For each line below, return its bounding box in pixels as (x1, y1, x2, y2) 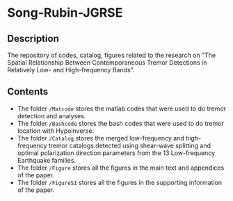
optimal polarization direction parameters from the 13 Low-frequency (17, 148, 216, 157)
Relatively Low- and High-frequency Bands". (7, 66, 135, 74)
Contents (7, 86, 49, 98)
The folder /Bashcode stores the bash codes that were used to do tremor (17, 119, 224, 127)
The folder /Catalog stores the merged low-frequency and (17, 134, 184, 142)
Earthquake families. (17, 156, 77, 164)
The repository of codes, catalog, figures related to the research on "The (7, 51, 216, 59)
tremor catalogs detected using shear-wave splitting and (48, 141, 211, 150)
